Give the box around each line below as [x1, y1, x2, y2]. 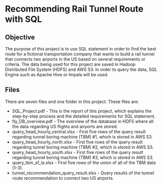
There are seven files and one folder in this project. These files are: [5, 99, 139, 104]
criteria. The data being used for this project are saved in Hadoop [5, 62, 136, 67]
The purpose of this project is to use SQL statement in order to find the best [5, 46, 157, 51]
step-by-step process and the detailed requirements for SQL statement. [12, 113, 156, 119]
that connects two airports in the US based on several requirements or [5, 56, 146, 62]
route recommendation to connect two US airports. [12, 175, 114, 181]
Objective [5, 33, 35, 41]
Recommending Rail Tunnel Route [5, 3, 144, 15]
